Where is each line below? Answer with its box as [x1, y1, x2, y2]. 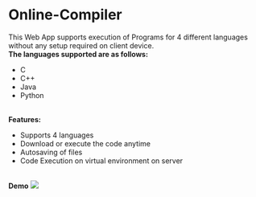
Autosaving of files [19, 147, 83, 157]
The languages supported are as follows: [8, 49, 149, 59]
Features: [8, 114, 42, 124]
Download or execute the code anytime [19, 138, 151, 148]
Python [19, 90, 44, 100]
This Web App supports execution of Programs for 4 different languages [8, 32, 248, 42]
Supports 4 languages [19, 130, 94, 140]
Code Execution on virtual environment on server [19, 155, 184, 166]
